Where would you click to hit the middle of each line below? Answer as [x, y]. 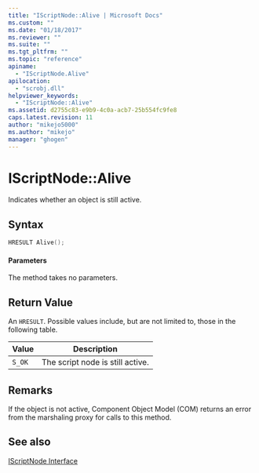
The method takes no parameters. [63, 278]
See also [29, 442]
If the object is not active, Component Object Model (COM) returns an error [130, 409]
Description [95, 349]
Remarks [31, 390]
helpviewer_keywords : [44, 96]
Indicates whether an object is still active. [75, 200]
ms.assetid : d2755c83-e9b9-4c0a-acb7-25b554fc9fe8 [93, 111]
